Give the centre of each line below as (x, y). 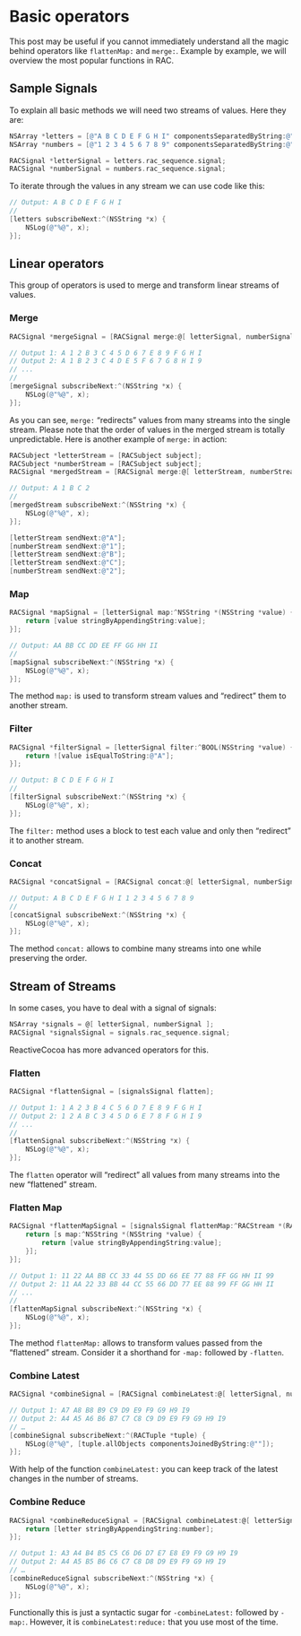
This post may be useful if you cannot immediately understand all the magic (149, 41)
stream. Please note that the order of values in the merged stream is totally (147, 429)
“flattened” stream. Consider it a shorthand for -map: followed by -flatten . (147, 1352)
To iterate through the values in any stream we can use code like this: (138, 186)
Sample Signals (53, 88)
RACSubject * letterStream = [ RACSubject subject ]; (106, 455)
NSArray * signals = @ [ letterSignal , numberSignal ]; (112, 1025)
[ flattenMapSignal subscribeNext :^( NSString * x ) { (106, 1309)
